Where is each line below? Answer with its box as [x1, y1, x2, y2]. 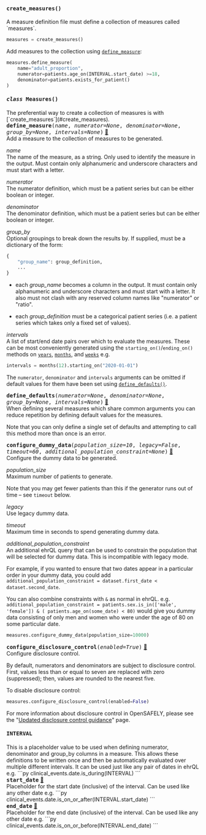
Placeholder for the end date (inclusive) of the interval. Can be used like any [6, 809, 199, 816]
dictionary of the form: [6, 241, 63, 248]
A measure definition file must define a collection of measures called [6, 18, 180, 26]
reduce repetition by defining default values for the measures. [6, 412, 163, 419]
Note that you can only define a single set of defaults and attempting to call [6, 423, 197, 431]
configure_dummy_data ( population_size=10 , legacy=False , [6, 442, 181, 449]
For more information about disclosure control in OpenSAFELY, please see [6, 710, 194, 717]
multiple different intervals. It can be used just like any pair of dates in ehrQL [6, 762, 199, 770]
